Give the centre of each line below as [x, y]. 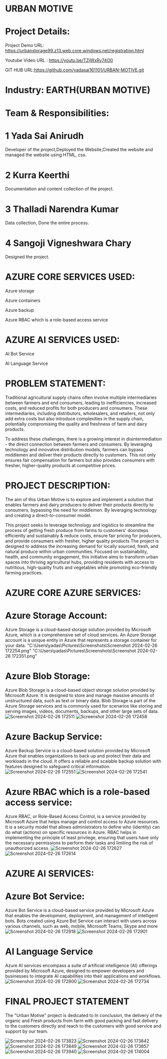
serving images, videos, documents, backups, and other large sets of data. [82, 711]
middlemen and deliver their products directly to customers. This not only [81, 455]
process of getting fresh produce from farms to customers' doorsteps [77, 530]
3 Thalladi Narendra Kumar [62, 209]
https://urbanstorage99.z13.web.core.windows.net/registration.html [75, 51]
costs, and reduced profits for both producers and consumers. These [77, 408]
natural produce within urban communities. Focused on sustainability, [77, 551]
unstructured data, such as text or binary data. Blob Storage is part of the [81, 701]
